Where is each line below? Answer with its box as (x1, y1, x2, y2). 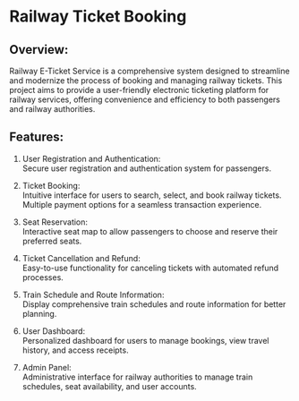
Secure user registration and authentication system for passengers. (21, 163, 271, 174)
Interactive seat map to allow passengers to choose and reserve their (21, 226, 278, 236)
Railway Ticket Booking (9, 6, 187, 27)
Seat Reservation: (21, 217, 88, 227)
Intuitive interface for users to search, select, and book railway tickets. (21, 190, 282, 200)
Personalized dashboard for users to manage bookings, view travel (21, 335, 269, 346)
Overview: (9, 42, 69, 57)
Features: (9, 130, 64, 145)
